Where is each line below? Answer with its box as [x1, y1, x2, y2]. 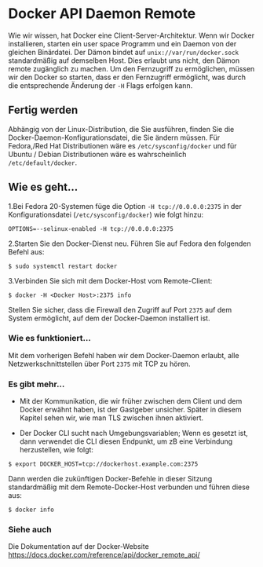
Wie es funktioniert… [8, 333, 92, 344]
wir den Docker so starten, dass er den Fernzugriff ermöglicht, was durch [8, 72, 246, 82]
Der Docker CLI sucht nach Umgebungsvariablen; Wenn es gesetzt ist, [19, 429, 249, 438]
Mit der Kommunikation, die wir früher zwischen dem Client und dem [19, 397, 243, 406]
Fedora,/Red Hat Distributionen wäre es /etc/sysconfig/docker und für [8, 141, 237, 150]
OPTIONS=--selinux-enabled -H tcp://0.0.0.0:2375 [8, 225, 174, 232]
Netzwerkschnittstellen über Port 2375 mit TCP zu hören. [8, 359, 191, 368]
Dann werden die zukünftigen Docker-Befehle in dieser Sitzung [8, 474, 213, 484]
